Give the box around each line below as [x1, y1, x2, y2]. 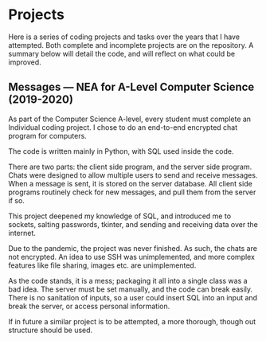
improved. [8, 57, 41, 67]
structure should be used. [8, 325, 93, 335]
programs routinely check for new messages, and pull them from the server [8, 187, 256, 197]
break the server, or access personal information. [8, 301, 170, 311]
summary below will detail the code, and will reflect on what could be [8, 49, 236, 58]
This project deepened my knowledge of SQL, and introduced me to [8, 211, 232, 221]
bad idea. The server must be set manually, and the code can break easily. [8, 284, 253, 294]
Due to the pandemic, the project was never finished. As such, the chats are [8, 243, 257, 253]
